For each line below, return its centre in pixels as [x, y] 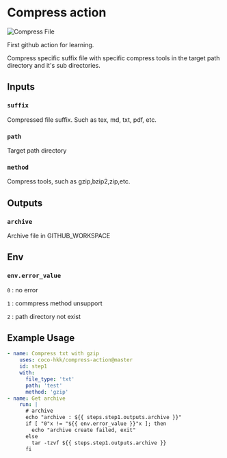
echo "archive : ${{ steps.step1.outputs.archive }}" [104, 418]
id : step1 [34, 367]
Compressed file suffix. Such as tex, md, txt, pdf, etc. [82, 119]
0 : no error [23, 290]
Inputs [21, 87]
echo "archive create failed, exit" [84, 430]
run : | [29, 405]
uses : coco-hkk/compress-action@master [76, 360]
